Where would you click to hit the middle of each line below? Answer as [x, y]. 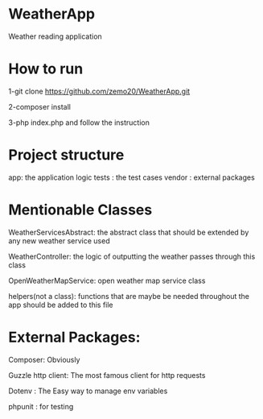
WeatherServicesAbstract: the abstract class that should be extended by [129, 232]
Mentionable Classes [80, 209]
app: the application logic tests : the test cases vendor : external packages [131, 177]
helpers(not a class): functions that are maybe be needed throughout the [129, 296]
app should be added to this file [61, 305]
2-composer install [39, 106]
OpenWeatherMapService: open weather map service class [107, 280]
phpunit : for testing [41, 406]
